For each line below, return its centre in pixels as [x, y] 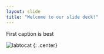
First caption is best [30, 33]
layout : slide [24, 11]
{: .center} [45, 45]
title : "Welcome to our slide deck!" [52, 17]
